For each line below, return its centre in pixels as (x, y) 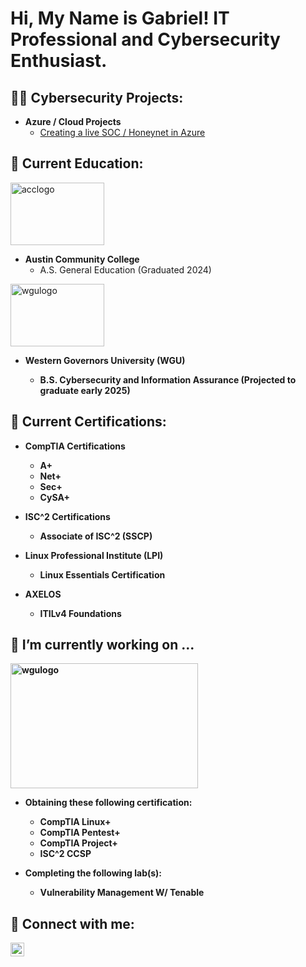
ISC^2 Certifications (67, 516)
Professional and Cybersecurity (145, 39)
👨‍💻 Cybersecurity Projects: (97, 97)
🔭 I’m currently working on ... (102, 645)
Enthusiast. (59, 61)
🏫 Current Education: (77, 163)
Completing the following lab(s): (93, 873)
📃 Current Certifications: (88, 422)
